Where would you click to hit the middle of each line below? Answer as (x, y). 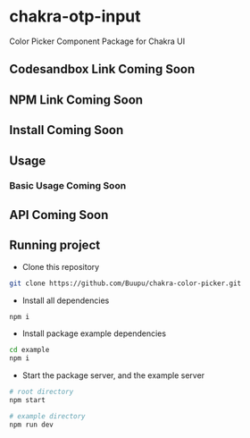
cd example (29, 350)
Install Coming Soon (67, 130)
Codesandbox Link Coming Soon (102, 69)
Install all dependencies (66, 300)
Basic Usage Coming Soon (68, 186)
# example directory (48, 416)
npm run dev (31, 425)
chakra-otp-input (75, 17)
